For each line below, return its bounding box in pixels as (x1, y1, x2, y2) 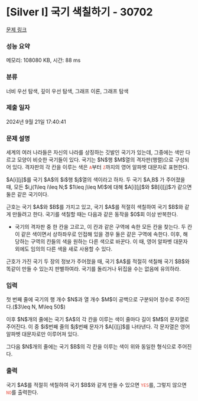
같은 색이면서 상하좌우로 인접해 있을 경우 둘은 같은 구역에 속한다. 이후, (21, 231, 182, 238)
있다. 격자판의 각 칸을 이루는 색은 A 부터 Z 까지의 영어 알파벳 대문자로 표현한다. (12, 163, 189, 171)
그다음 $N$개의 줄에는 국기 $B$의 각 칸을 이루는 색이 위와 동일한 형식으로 (6, 343, 176, 350)
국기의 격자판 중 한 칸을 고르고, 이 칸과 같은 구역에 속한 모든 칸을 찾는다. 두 (14, 223, 186, 231)
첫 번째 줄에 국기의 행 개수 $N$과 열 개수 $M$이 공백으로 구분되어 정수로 (6, 296, 174, 303)
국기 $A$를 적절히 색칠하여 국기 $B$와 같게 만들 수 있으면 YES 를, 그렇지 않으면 (6, 381, 187, 388)
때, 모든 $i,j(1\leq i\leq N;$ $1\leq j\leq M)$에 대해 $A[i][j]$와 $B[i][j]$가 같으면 (6, 183, 192, 190)
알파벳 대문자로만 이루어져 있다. (6, 331, 79, 338)
